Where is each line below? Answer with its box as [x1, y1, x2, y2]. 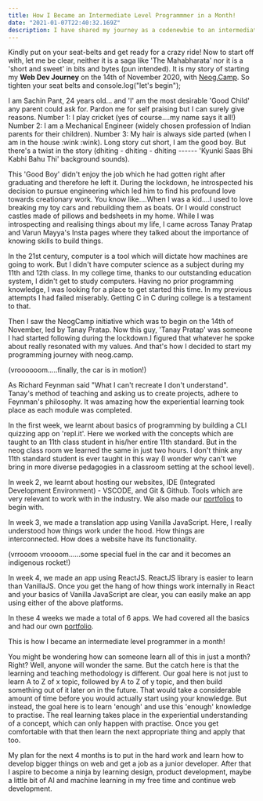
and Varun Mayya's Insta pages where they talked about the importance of [8, 228, 249, 238]
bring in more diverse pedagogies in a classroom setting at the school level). [8, 462, 254, 471]
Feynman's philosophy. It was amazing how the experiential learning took [8, 397, 245, 406]
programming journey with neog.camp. [8, 350, 134, 359]
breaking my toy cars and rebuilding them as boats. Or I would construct [8, 203, 242, 213]
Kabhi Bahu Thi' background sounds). [8, 155, 131, 164]
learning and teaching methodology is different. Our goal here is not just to [8, 668, 249, 679]
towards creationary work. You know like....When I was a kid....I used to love [8, 195, 253, 204]
